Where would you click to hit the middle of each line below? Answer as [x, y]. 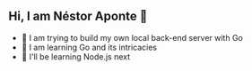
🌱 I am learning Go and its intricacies [89, 47]
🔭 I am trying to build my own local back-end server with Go [132, 37]
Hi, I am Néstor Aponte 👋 [78, 16]
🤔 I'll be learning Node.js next [76, 56]
